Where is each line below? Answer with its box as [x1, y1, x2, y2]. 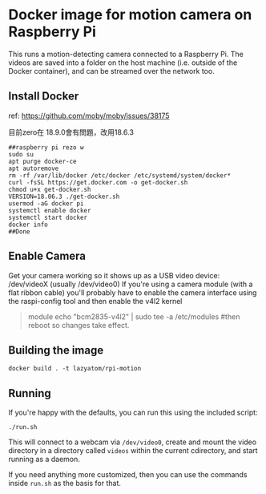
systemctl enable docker [8, 206, 91, 214]
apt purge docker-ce [8, 157, 78, 165]
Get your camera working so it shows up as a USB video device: [8, 270, 220, 280]
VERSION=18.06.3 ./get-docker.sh [8, 192, 120, 200]
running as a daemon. [8, 455, 80, 464]
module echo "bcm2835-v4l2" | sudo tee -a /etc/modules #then [27, 311, 240, 322]
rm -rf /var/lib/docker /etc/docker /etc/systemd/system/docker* [8, 171, 231, 180]
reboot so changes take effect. [27, 320, 130, 330]
